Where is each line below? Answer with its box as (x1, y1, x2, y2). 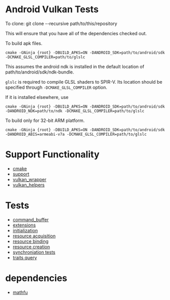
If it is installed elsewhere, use (5, 94, 69, 100)
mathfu (12, 289, 28, 295)
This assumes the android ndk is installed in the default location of (5, 63, 145, 69)
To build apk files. (5, 40, 43, 46)
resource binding (12, 238, 49, 244)
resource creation (12, 243, 50, 249)
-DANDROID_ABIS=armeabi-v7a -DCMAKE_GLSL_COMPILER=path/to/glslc (5, 132, 147, 137)
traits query (12, 254, 37, 261)
